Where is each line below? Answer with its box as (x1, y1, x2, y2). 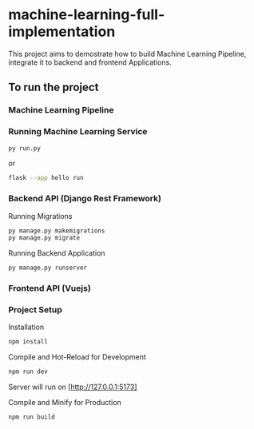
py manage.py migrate (8, 234, 81, 242)
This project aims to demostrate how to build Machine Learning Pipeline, (8, 49, 247, 58)
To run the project (8, 81, 99, 94)
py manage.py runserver (8, 264, 88, 272)
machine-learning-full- (8, 6, 165, 24)
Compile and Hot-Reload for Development (8, 352, 146, 362)
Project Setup (8, 304, 62, 316)
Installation (8, 322, 45, 332)
